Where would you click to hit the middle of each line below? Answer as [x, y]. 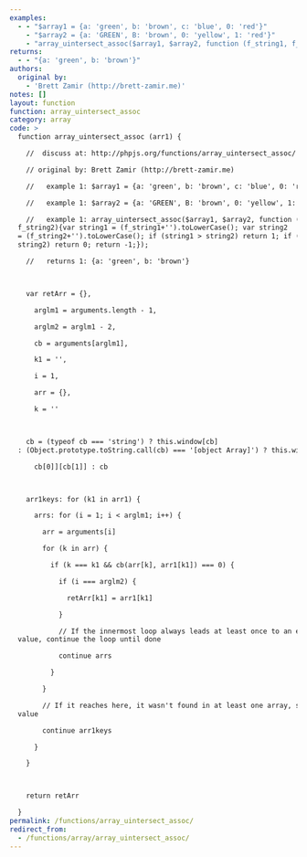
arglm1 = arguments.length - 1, [95, 310]
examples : [28, 18]
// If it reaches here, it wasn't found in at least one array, [167, 705]
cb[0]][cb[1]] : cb [70, 467]
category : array [40, 120]
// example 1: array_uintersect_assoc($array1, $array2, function [159, 219]
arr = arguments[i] [79, 532]
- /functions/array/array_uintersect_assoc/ [104, 838]
